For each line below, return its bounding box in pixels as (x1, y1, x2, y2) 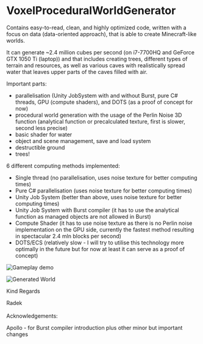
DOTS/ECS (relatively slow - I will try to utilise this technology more (15, 239, 184, 246)
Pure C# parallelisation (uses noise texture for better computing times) (15, 187, 193, 194)
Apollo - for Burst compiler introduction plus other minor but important (6, 324, 183, 331)
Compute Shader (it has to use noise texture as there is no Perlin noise (15, 219, 193, 227)
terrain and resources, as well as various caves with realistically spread (6, 62, 185, 69)
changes (6, 331, 29, 338)
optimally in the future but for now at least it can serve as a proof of (15, 245, 185, 252)
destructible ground (15, 144, 65, 151)
